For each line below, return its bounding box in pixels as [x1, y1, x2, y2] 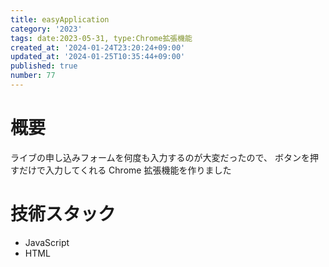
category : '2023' [10, 24, 83, 34]
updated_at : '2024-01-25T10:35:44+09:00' [10, 52, 186, 62]
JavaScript [24, 236, 70, 248]
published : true [10, 61, 78, 71]
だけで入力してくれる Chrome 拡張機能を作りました [18, 164, 232, 176]
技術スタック [10, 203, 117, 225]
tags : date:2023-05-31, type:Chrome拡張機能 [10, 33, 193, 43]
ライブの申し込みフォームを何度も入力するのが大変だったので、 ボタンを [10, 151, 310, 163]
